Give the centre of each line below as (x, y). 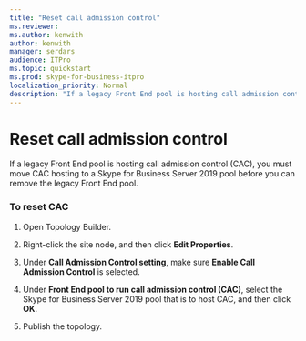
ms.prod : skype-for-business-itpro (77, 77)
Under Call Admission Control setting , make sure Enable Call (139, 262)
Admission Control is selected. (81, 271)
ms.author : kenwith (46, 35)
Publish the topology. (62, 326)
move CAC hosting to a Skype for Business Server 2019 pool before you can (153, 174)
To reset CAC (39, 207)
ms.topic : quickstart (51, 69)
